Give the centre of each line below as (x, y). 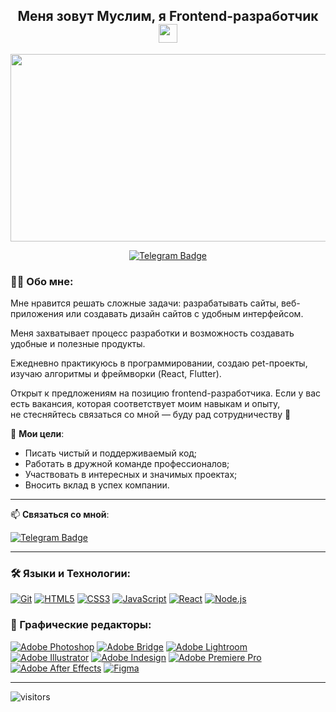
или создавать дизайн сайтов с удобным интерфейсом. (184, 314)
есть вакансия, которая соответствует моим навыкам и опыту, (145, 404)
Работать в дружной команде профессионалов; (127, 464)
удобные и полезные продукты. (78, 344)
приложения (37, 314)
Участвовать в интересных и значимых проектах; (131, 475)
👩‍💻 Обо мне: (42, 281)
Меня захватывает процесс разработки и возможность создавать (152, 333)
